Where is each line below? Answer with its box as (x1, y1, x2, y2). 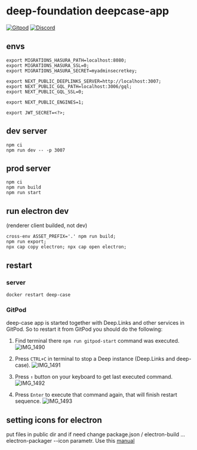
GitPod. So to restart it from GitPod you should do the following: (6, 325, 163, 333)
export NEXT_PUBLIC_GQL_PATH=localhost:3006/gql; (6, 83, 133, 89)
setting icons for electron (6, 415, 103, 425)
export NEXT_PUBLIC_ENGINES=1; (6, 99, 84, 105)
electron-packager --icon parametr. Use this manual (6, 437, 135, 444)
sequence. (14, 397, 41, 405)
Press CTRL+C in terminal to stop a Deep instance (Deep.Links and (14, 355, 175, 363)
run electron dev (6, 206, 69, 216)
